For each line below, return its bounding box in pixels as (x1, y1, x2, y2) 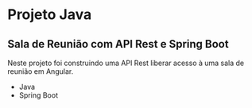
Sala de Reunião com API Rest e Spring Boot (7, 37, 229, 51)
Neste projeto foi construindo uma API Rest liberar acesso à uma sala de (7, 58, 245, 67)
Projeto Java (7, 6, 92, 24)
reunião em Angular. (7, 67, 74, 76)
